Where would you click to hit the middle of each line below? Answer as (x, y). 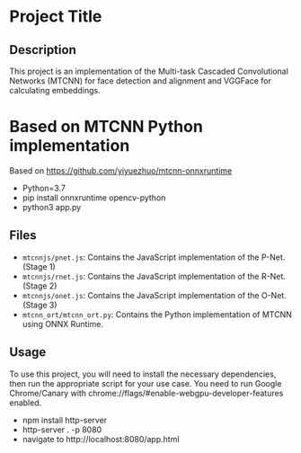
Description (43, 50)
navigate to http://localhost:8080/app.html (101, 439)
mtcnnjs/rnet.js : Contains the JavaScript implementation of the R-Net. (154, 276)
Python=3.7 (44, 188)
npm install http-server (65, 420)
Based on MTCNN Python (106, 127)
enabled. (26, 403)
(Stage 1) (39, 266)
